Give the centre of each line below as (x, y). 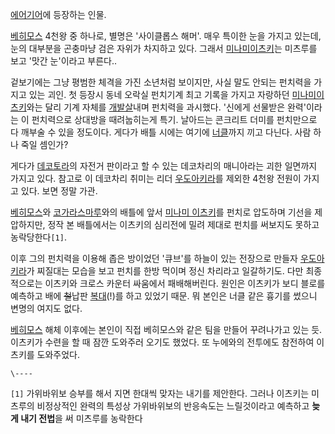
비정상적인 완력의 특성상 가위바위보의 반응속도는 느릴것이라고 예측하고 (173, 406)
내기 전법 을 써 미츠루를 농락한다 (81, 418)
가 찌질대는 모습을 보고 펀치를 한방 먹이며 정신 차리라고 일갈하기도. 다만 (165, 271)
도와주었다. (58, 354)
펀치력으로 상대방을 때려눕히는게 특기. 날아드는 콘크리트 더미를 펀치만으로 (174, 119)
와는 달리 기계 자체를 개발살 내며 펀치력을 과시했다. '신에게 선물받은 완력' (166, 107)
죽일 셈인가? (44, 144)
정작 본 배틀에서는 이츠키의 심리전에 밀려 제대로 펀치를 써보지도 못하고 (183, 224)
